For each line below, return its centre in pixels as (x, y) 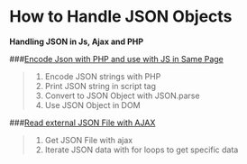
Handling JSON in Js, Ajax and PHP (77, 41)
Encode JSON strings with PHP (103, 76)
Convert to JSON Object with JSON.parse (122, 96)
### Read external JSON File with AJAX (82, 123)
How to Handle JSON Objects (121, 17)
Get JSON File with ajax (89, 140)
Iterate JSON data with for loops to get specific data (142, 150)
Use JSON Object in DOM (93, 105)
